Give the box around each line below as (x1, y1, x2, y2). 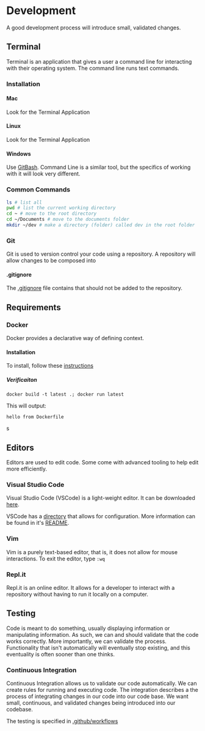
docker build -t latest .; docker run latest (6, 391, 124, 398)
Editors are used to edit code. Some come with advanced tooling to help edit (6, 459, 199, 466)
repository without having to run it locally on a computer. (6, 591, 148, 598)
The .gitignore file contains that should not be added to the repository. (6, 284, 183, 292)
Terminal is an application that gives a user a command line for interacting (6, 58, 192, 65)
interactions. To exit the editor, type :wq (6, 555, 106, 562)
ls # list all (6, 199, 43, 206)
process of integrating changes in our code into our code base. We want (6, 692, 189, 700)
